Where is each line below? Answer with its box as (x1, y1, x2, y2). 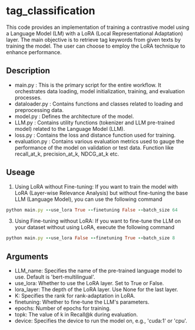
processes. (14, 94, 42, 101)
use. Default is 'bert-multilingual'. (14, 273, 95, 280)
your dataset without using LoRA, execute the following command (14, 224, 175, 231)
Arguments (6, 252, 49, 262)
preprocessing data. (14, 106, 64, 113)
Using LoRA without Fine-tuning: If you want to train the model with (14, 183, 179, 190)
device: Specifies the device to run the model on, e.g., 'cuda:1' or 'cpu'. (14, 317, 187, 325)
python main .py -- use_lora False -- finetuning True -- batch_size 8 (6, 235, 176, 241)
